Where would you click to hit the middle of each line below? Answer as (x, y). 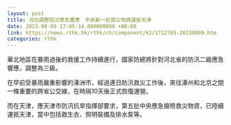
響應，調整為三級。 (34, 68)
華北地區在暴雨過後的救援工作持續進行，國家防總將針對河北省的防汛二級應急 (115, 60)
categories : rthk (32, 39)
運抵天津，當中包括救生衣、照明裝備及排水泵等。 (76, 115)
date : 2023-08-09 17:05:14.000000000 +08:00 (72, 26)
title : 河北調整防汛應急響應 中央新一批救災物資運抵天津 (79, 20)
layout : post (26, 13)
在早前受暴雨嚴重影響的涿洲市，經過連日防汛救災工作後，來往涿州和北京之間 (115, 82)
